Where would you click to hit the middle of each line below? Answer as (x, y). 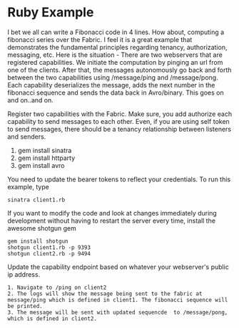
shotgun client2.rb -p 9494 (49, 253)
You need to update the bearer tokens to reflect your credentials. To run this (119, 179)
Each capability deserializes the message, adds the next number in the (111, 85)
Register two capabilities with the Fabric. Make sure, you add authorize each (120, 114)
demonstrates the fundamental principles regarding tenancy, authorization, (117, 47)
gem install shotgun (38, 241)
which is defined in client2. (52, 318)
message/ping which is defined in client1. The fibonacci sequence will (118, 300)
